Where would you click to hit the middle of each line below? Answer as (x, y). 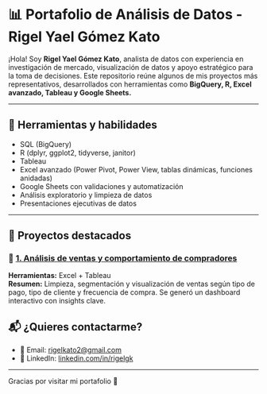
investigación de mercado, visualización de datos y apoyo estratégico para (131, 67)
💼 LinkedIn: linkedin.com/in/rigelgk (76, 358)
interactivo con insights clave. (57, 301)
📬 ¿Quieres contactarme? (75, 327)
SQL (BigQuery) (46, 144)
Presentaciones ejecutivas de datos (78, 203)
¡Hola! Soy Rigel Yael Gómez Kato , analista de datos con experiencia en (126, 59)
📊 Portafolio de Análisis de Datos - (126, 15)
